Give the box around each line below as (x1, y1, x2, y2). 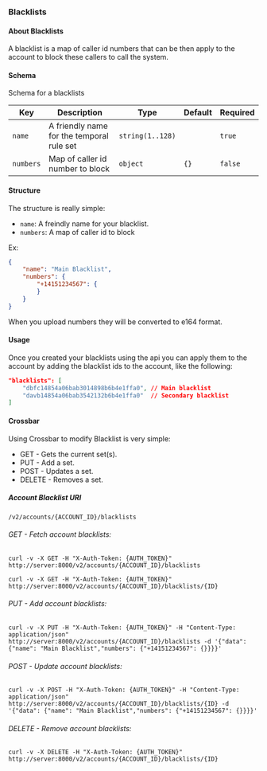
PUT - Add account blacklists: (8, 599, 107, 609)
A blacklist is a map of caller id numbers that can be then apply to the (8, 44, 236, 53)
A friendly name (48, 120, 109, 131)
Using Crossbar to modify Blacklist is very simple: (8, 433, 171, 444)
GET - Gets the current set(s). (19, 449, 118, 459)
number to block (48, 163, 110, 174)
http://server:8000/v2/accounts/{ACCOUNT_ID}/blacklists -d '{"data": (8, 637, 247, 645)
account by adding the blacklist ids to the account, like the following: (8, 361, 233, 370)
